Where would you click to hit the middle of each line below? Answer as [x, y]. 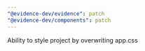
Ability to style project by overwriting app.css [72, 40]
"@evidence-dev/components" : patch [59, 20]
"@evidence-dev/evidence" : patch [56, 14]
